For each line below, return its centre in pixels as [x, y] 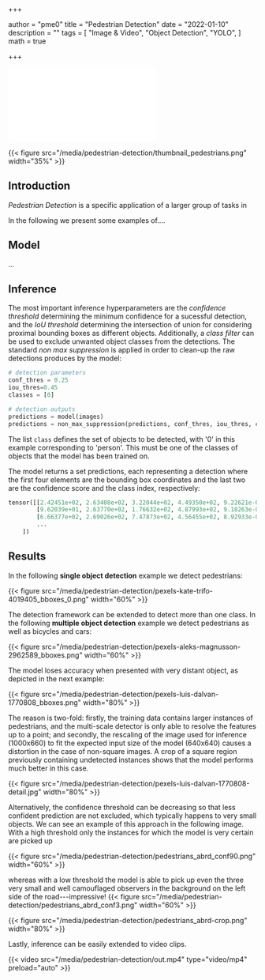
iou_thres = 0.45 [33, 388]
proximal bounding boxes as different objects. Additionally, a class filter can [131, 334]
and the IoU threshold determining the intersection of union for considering [130, 325]
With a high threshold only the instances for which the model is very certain [131, 832]
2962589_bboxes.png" [45, 655]
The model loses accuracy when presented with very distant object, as [123, 670]
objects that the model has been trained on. [79, 456]
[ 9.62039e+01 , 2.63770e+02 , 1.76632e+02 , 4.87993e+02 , [129, 510]
